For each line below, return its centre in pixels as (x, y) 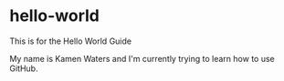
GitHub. (24, 68)
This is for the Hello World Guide (71, 41)
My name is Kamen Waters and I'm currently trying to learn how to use (142, 58)
